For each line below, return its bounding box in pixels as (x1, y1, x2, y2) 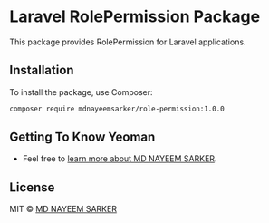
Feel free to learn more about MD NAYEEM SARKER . (22, 153, 217, 164)
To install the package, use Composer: (9, 86, 153, 97)
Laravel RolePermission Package (9, 6, 261, 27)
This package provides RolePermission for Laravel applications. (9, 36, 246, 47)
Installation (9, 63, 74, 78)
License (9, 179, 55, 195)
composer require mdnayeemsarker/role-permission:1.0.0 (9, 104, 225, 113)
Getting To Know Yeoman (9, 130, 156, 145)
